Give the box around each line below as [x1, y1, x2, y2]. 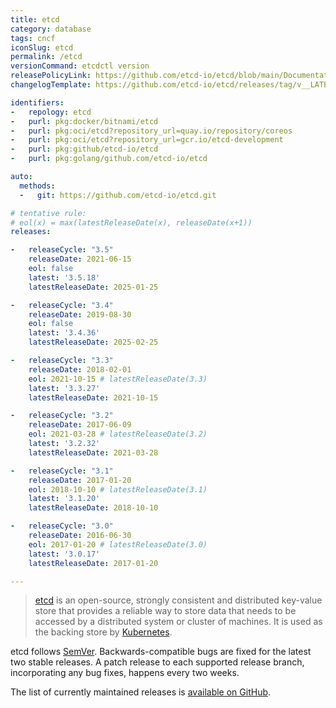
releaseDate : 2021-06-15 [28, 254, 132, 265]
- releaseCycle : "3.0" [10, 521, 114, 531]
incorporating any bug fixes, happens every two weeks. [10, 667, 240, 679]
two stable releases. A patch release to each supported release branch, [10, 656, 305, 668]
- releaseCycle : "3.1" [10, 466, 114, 476]
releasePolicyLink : [10, 71, 92, 81]
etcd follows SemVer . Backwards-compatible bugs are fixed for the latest [10, 646, 312, 658]
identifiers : [10, 97, 65, 108]
